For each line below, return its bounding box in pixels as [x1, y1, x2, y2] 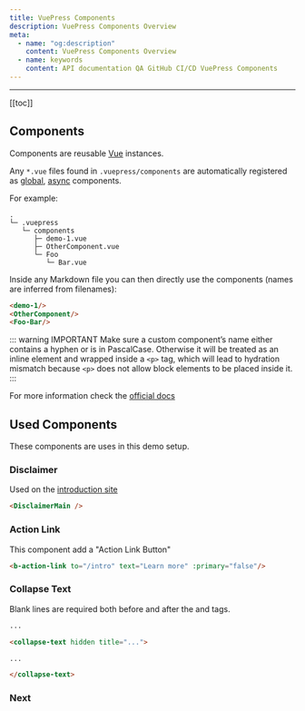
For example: [9, 193, 59, 203]
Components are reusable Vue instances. [9, 147, 164, 159]
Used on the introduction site [9, 484, 118, 495]
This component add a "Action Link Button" [9, 544, 172, 555]
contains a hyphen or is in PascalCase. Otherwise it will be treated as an [9, 344, 280, 355]
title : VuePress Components [9, 13, 116, 23]
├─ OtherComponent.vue [33, 242, 120, 251]
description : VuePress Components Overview [9, 22, 177, 31]
